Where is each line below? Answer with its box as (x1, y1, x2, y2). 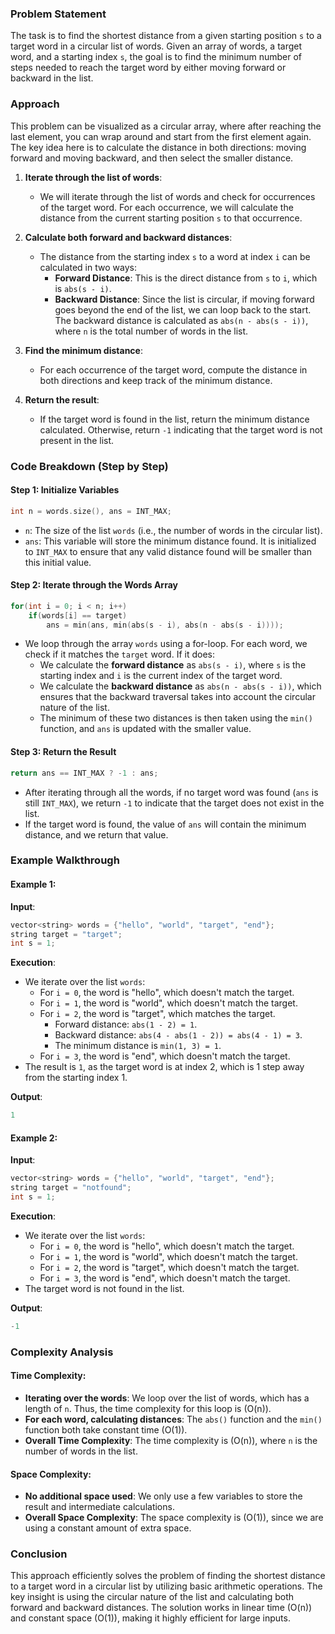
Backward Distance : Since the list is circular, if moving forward (54, 293, 315, 305)
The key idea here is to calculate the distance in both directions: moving (10, 141, 307, 153)
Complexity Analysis (10, 1345, 114, 1359)
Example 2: (10, 1132, 58, 1144)
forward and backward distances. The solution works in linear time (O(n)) (10, 1602, 313, 1614)
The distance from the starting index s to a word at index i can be (39, 250, 311, 262)
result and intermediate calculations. (24, 1501, 175, 1513)
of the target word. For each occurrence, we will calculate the (39, 201, 294, 213)
